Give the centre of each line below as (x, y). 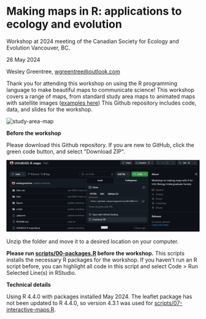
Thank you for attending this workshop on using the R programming (92, 83)
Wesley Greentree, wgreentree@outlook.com (63, 71)
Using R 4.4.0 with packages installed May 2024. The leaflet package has (99, 296)
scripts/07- (168, 303)
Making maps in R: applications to (94, 11)
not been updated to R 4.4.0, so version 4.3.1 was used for (80, 303)
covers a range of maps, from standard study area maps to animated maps (101, 96)
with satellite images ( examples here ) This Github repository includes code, (101, 103)
